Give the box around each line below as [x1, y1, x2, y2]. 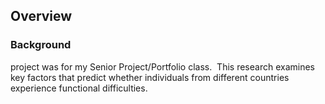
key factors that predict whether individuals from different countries [10, 71, 290, 83]
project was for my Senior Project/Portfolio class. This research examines [10, 60, 315, 73]
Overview [10, 8, 73, 25]
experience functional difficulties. [10, 82, 148, 94]
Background [10, 38, 72, 52]
